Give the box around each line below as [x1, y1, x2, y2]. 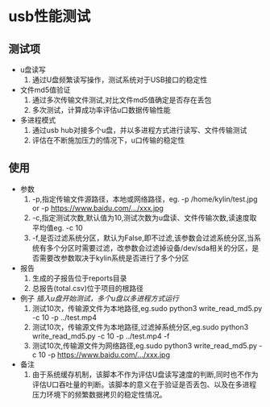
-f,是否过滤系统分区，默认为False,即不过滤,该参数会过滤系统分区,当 [31, 233, 255, 243]
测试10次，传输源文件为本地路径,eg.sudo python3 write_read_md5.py [31, 303, 263, 313]
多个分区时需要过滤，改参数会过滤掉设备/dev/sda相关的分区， [46, 243, 252, 252]
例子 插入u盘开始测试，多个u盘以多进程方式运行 [19, 293, 180, 303]
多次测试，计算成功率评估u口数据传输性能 [31, 106, 171, 114]
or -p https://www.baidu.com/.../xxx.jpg [31, 203, 164, 213]
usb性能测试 [8, 7, 91, 26]
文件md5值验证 [19, 85, 71, 94]
